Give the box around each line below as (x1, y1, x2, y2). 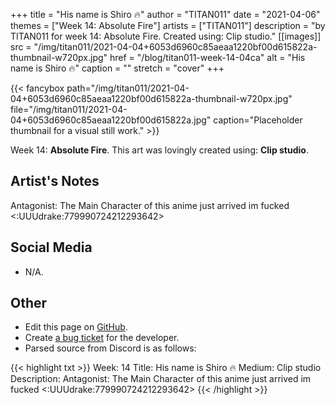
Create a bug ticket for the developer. (24, 332, 180, 344)
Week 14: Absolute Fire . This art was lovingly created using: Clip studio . (10, 144, 309, 156)
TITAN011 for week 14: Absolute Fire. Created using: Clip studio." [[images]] (10, 30, 322, 42)
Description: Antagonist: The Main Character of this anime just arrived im (10, 373, 312, 385)
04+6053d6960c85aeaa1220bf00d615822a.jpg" (10, 114, 212, 126)
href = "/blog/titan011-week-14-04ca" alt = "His (109, 52, 306, 63)
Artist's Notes (10, 173, 100, 190)
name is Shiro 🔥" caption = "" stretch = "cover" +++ (10, 62, 225, 74)
